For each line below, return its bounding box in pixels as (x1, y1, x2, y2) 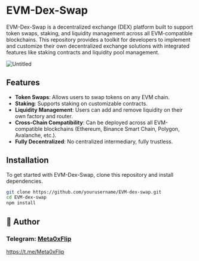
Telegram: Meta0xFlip (6, 234, 72, 242)
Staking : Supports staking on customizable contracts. (14, 100, 148, 107)
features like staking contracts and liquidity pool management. (6, 48, 160, 56)
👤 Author (6, 216, 40, 227)
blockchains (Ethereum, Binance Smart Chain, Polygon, (44, 125, 180, 132)
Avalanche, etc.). (14, 131, 57, 139)
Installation (6, 155, 49, 165)
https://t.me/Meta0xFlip (6, 248, 65, 255)
